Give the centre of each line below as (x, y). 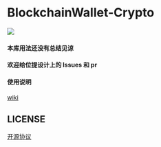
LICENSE (26, 119)
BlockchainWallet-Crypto (81, 13)
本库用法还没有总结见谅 (40, 48)
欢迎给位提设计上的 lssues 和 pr (52, 65)
